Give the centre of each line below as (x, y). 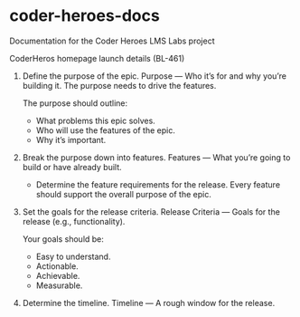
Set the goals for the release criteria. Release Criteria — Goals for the (151, 211)
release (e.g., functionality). (74, 221)
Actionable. (57, 266)
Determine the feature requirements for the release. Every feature (158, 184)
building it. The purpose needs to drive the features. (119, 85)
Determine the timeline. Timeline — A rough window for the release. (149, 303)
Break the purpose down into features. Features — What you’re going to (156, 157)
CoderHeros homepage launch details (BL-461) (97, 58)
